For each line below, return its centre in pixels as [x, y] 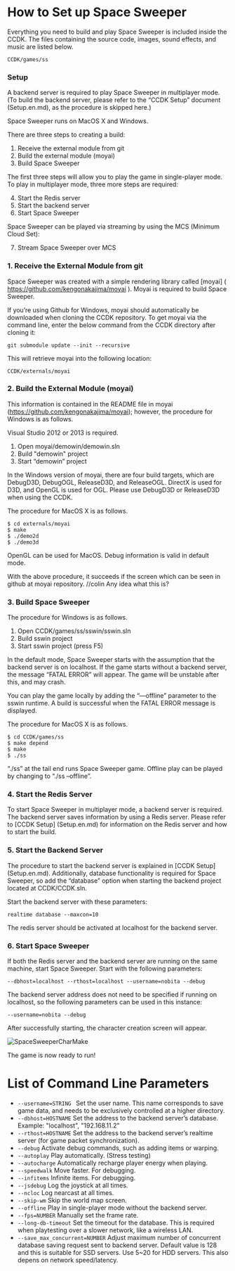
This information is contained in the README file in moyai [90, 404]
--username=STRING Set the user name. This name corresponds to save [120, 1103]
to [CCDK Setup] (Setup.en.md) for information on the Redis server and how [117, 824]
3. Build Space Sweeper [48, 602]
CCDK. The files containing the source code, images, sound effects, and [112, 39]
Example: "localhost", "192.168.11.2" [69, 1125]
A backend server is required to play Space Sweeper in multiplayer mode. [114, 93]
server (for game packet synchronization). [78, 1140]
